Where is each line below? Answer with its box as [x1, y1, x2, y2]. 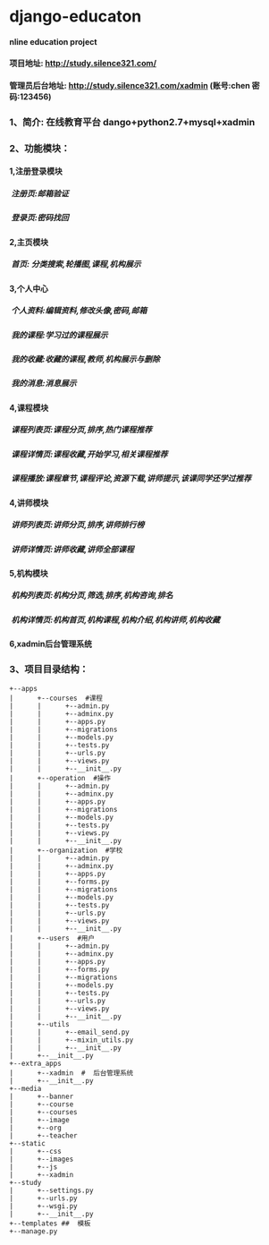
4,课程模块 [9, 402, 49, 413]
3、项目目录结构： [9, 663, 89, 676]
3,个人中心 [9, 283, 49, 294]
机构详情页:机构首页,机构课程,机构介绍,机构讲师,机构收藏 [11, 614, 221, 625]
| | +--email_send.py [9, 1028, 130, 1036]
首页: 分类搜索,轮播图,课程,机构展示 [11, 259, 141, 269]
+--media [9, 1084, 42, 1093]
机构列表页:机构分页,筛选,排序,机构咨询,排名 [11, 590, 173, 601]
